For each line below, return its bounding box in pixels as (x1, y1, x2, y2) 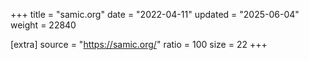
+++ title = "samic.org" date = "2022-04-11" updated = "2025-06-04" (10, 9, 300, 20)
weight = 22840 (10, 19, 77, 31)
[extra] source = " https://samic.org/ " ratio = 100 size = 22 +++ (10, 39, 268, 50)
